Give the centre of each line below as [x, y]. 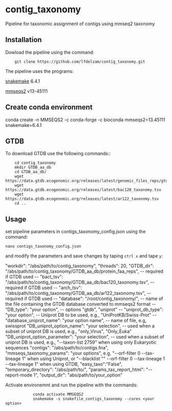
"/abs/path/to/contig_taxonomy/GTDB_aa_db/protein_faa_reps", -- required [84, 271]
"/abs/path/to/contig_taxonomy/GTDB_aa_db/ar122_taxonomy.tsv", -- [78, 293]
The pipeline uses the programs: [39, 71]
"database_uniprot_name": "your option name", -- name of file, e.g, [76, 321]
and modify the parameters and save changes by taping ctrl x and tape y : [84, 256]
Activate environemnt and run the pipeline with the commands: [72, 385]
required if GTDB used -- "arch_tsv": [44, 288]
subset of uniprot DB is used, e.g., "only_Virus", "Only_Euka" [69, 331]
